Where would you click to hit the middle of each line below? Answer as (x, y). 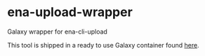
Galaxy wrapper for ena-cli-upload (57, 31)
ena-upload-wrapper (70, 12)
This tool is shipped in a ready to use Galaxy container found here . (103, 45)
